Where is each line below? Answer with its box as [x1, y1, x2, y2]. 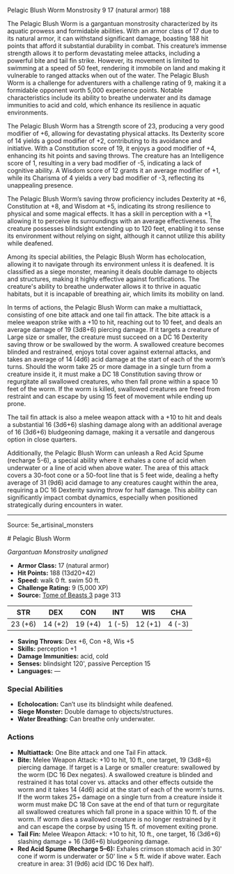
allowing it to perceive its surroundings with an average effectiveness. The [7, 217, 221, 225]
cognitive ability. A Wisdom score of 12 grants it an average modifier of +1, [7, 167, 221, 174]
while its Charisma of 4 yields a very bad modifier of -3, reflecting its [7, 174, 205, 182]
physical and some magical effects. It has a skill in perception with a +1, [7, 209, 212, 218]
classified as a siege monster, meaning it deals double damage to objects [7, 268, 218, 276]
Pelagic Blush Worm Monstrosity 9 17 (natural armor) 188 [7, 6, 171, 14]
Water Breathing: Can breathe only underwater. [17, 715, 155, 723]
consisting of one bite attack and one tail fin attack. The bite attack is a [7, 310, 211, 319]
